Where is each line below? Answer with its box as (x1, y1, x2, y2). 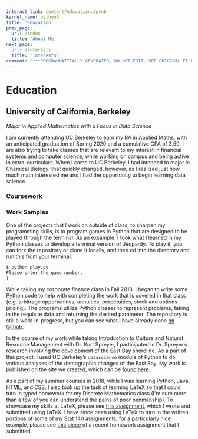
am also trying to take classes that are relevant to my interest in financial (6, 146, 181, 153)
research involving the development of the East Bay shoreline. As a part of (6, 347, 187, 354)
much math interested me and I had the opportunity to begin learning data (6, 171, 186, 179)
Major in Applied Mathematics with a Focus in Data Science (6, 122, 152, 130)
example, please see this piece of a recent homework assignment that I (6, 421, 179, 428)
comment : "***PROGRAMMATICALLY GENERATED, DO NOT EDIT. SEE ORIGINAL (6, 58, 181, 64)
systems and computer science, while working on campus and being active (6, 153, 189, 160)
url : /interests (11, 47, 51, 53)
